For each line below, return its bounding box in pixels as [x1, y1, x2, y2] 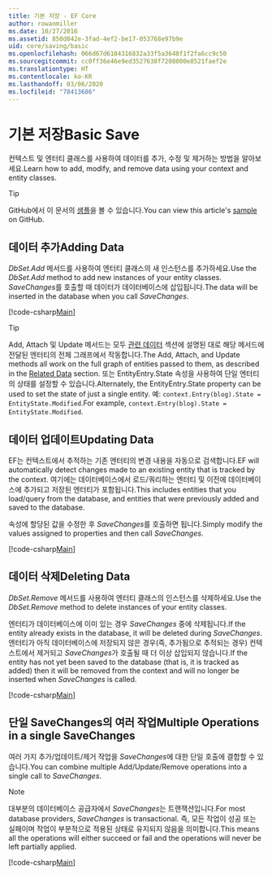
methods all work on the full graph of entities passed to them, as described [8, 359, 260, 369]
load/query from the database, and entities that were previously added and [8, 493, 260, 503]
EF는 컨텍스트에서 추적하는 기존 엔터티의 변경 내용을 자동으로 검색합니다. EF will [8, 455, 260, 465]
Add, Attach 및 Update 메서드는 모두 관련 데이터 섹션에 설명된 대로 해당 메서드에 [8, 339, 265, 350]
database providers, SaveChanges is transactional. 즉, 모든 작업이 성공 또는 [8, 813, 257, 823]
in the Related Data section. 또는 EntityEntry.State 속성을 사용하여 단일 [8, 369, 238, 378]
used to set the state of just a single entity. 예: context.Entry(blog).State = [8, 389, 261, 399]
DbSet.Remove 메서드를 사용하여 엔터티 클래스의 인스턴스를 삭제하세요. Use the [8, 593, 261, 602]
